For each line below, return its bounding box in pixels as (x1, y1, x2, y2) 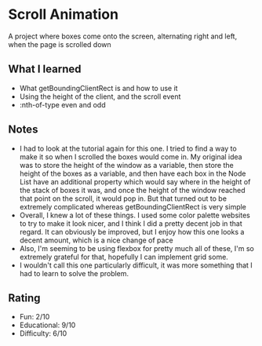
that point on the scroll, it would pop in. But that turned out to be (19, 194, 227, 203)
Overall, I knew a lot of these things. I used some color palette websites (19, 210, 251, 220)
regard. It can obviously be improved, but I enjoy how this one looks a (19, 227, 245, 236)
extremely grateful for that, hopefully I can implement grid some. (19, 252, 229, 261)
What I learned (8, 63, 82, 76)
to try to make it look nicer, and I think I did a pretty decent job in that (19, 218, 243, 228)
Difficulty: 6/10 (19, 329, 67, 338)
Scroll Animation (8, 5, 119, 24)
